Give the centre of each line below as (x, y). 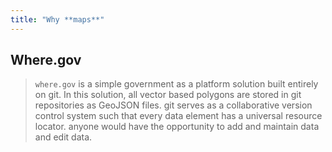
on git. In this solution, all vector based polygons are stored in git (168, 95)
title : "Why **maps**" (57, 19)
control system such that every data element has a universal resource (178, 116)
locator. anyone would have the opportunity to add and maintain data (177, 127)
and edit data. (63, 137)
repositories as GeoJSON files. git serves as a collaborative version (173, 105)
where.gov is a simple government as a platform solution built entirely (176, 84)
